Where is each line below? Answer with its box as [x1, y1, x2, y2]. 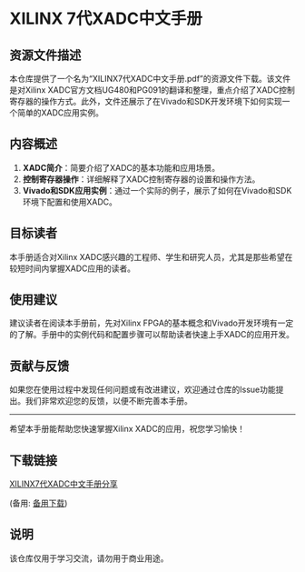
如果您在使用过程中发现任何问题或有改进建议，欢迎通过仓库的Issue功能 [9, 384, 276, 396]
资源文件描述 [9, 47, 82, 63]
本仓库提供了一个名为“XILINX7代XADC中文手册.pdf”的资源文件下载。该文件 [9, 74, 291, 84]
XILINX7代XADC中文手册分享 [9, 478, 118, 489]
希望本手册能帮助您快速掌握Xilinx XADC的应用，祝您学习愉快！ [9, 424, 246, 435]
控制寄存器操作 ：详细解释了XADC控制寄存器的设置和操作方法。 [22, 174, 261, 185]
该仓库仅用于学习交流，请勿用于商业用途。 [9, 552, 169, 564]
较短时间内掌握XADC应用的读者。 [9, 263, 136, 274]
